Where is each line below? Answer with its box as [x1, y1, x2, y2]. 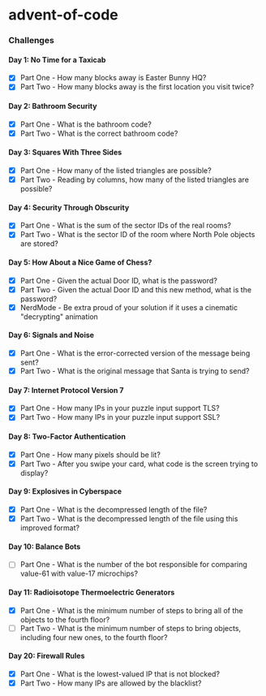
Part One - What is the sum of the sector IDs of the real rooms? [19, 221, 231, 231]
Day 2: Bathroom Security [8, 102, 97, 111]
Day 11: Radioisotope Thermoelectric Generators [8, 587, 175, 597]
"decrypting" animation [19, 311, 99, 322]
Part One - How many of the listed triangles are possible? [19, 165, 212, 175]
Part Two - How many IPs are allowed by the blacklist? [19, 678, 202, 688]
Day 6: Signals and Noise [8, 331, 95, 340]
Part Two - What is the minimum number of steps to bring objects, [19, 623, 242, 633]
